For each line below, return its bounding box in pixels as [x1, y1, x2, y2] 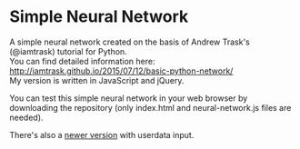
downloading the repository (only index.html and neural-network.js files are [9, 102, 292, 113]
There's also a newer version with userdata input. [9, 129, 195, 140]
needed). [9, 112, 44, 123]
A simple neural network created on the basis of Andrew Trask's [9, 36, 250, 47]
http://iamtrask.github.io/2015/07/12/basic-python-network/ [9, 65, 234, 76]
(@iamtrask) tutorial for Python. [9, 45, 127, 56]
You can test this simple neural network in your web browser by [9, 93, 248, 104]
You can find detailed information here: [9, 55, 155, 66]
